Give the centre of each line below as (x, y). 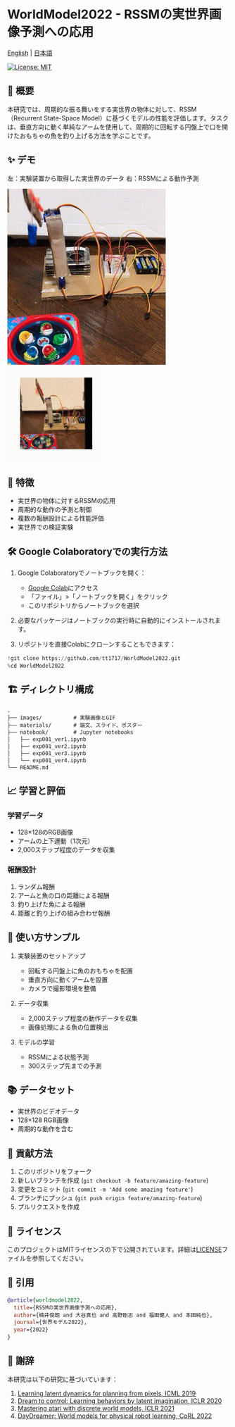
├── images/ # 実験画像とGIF (62, 718)
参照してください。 (59, 1258)
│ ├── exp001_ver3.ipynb (47, 753)
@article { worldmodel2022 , (45, 1300)
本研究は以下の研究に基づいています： (63, 1379)
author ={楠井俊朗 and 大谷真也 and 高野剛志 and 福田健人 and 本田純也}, (113, 1315)
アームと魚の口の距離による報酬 (64, 895)
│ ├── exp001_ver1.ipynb (47, 739)
